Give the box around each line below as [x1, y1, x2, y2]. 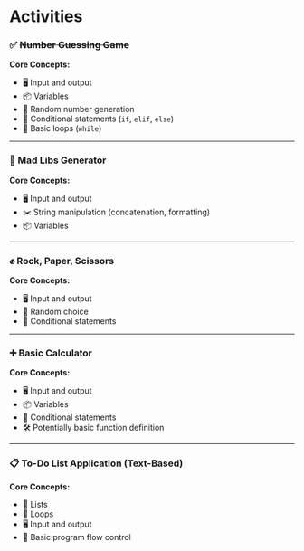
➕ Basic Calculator [9, 347, 92, 359]
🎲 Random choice [22, 306, 89, 318]
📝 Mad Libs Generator [9, 154, 107, 166]
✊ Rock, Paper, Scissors [9, 254, 115, 267]
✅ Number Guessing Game [9, 39, 129, 52]
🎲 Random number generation [22, 104, 135, 115]
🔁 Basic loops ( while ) [22, 123, 102, 134]
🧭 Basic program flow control [22, 531, 131, 542]
